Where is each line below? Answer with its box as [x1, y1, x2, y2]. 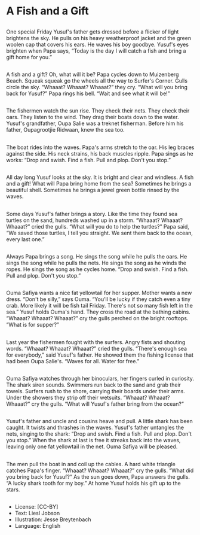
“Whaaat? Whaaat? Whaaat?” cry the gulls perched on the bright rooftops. [6, 315, 189, 322]
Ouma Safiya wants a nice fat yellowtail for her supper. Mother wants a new [6, 289, 192, 297]
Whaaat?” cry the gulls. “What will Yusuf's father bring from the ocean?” [6, 400, 184, 408]
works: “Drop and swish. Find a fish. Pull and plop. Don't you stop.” [6, 156, 171, 163]
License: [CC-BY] [14, 503, 59, 510]
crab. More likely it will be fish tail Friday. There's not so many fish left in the [6, 302, 193, 309]
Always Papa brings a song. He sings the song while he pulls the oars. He [6, 253, 187, 260]
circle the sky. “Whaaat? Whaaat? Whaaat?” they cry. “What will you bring [6, 83, 188, 90]
